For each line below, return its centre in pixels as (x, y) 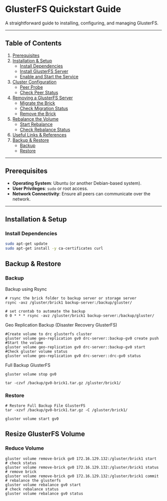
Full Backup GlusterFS (28, 365)
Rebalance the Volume (35, 119)
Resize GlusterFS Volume (45, 434)
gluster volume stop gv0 (31, 374)
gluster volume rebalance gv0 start (43, 485)
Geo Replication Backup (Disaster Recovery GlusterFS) (61, 325)
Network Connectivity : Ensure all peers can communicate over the (81, 193)
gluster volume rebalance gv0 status (44, 494)
